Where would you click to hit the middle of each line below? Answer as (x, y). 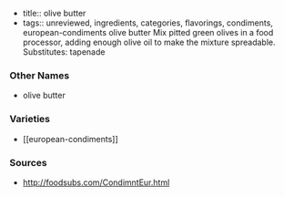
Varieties (30, 119)
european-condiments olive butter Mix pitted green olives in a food (148, 32)
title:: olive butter (54, 13)
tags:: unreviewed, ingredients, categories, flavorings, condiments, (147, 23)
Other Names (40, 75)
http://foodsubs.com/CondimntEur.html (96, 182)
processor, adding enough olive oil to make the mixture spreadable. (149, 42)
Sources (28, 162)
